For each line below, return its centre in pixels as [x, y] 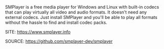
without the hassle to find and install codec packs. [56, 22]
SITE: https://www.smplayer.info [38, 32]
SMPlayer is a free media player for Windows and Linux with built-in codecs [82, 7]
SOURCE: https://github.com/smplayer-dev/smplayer [59, 41]
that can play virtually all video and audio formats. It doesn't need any [76, 12]
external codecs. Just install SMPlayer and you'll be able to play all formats [81, 17]
